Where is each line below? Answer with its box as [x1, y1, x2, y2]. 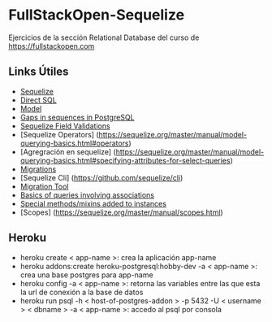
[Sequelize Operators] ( [19, 129, 99, 139]
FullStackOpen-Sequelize [8, 6, 185, 24]
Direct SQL [19, 95, 57, 105]
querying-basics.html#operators [19, 138, 129, 148]
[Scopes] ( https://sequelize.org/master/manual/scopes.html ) [19, 207, 223, 217]
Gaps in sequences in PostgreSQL [19, 112, 136, 122]
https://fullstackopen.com [8, 41, 95, 50]
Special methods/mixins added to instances [19, 198, 166, 208]
